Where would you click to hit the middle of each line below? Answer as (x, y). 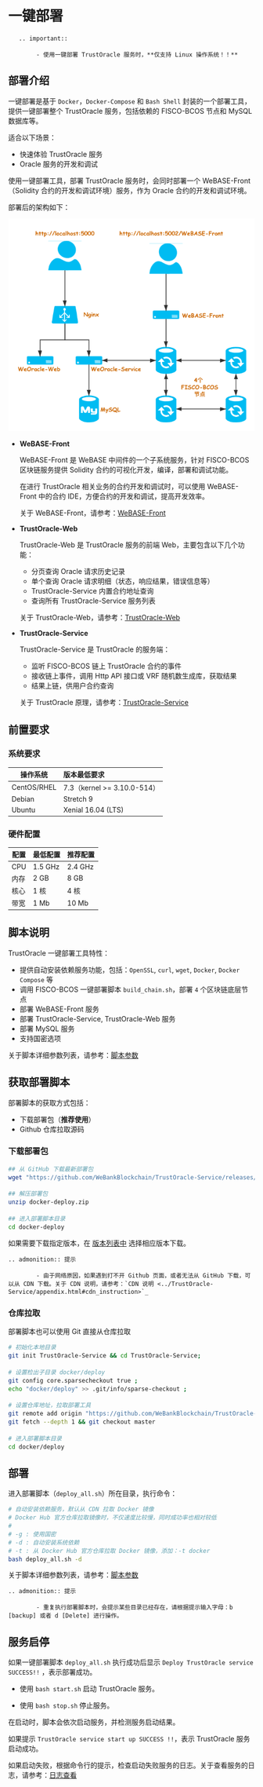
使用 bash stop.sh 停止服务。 (67, 1705)
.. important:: (43, 38)
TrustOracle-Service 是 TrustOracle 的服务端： (95, 649)
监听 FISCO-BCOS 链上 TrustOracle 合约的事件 (106, 666)
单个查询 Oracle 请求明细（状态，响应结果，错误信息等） (122, 581)
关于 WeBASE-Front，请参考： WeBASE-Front (92, 513)
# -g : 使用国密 (32, 1534)
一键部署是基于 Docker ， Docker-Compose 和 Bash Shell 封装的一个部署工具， (130, 101)
